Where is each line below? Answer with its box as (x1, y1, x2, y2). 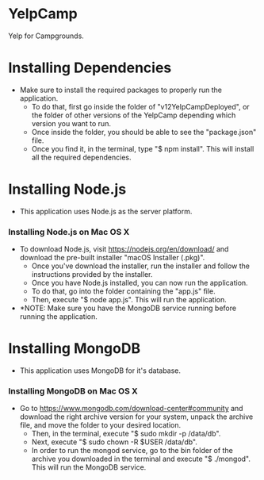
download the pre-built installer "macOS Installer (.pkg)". (19, 253, 205, 263)
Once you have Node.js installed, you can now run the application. (31, 278, 248, 288)
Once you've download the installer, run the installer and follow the (31, 261, 250, 271)
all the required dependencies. (31, 152, 132, 162)
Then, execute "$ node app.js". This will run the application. (31, 295, 228, 305)
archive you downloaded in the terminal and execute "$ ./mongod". (31, 454, 251, 464)
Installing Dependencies (8, 59, 172, 77)
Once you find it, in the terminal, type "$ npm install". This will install (31, 144, 254, 153)
